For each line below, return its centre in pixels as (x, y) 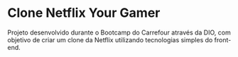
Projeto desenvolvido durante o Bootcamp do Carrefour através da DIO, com (119, 32)
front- (223, 39)
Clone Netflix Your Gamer (84, 13)
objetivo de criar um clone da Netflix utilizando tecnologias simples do (110, 39)
